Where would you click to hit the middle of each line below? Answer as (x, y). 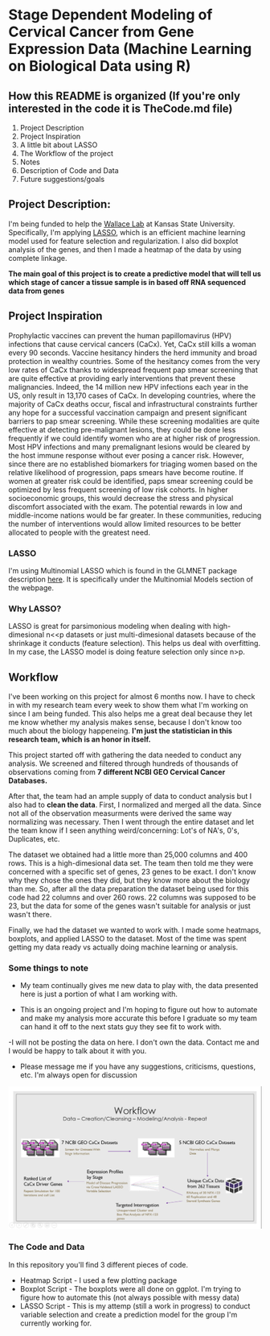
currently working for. (56, 1323)
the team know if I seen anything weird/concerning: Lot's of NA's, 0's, (124, 830)
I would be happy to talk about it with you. (78, 1051)
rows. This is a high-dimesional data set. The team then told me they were (131, 863)
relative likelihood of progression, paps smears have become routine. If (126, 472)
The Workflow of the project (67, 153)
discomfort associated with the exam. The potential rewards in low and (125, 507)
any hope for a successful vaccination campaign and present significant (128, 412)
